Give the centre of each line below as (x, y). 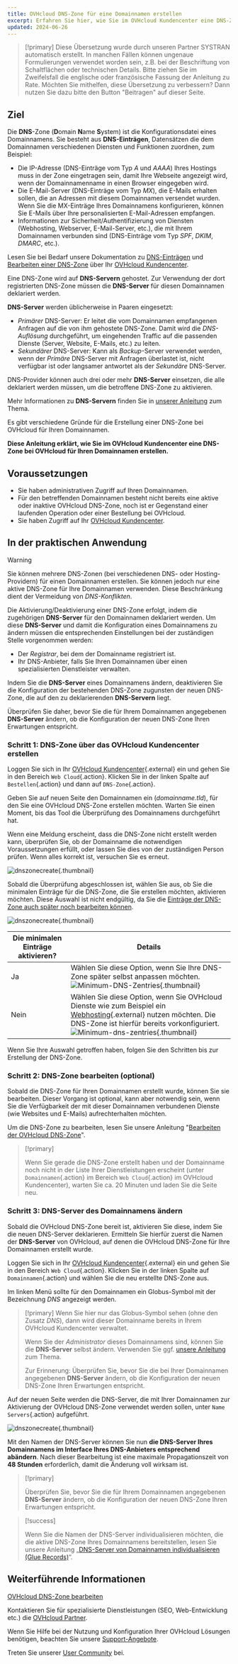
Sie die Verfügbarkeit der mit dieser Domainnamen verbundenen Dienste (113, 1106)
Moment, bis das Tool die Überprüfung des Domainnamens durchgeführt (114, 813)
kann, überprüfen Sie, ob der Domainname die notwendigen (95, 842)
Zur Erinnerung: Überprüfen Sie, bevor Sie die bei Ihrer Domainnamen (126, 1370)
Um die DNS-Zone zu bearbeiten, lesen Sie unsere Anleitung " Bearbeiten (114, 1128)
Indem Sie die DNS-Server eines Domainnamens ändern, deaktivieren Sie (115, 682)
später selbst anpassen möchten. (145, 977)
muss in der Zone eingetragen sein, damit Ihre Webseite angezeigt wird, (123, 176)
